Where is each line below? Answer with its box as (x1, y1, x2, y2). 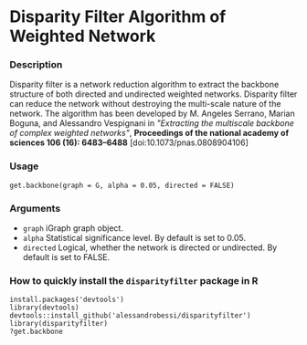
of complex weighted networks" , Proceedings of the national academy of (9, 128, 290, 139)
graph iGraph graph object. (22, 223, 123, 234)
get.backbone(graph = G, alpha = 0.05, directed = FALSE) (9, 181, 235, 190)
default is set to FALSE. (22, 252, 111, 263)
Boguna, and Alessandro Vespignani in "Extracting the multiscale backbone (9, 118, 295, 129)
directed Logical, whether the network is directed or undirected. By (22, 242, 278, 253)
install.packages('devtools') (9, 295, 125, 305)
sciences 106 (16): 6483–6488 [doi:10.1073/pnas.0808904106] (9, 137, 249, 148)
